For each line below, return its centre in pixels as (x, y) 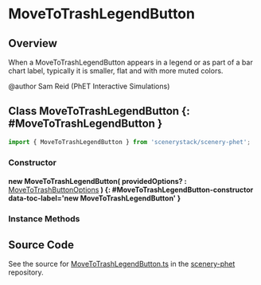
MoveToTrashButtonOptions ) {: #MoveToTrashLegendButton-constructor (131, 190)
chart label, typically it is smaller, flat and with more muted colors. (116, 71)
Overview (33, 43)
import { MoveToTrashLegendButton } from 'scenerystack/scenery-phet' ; (129, 142)
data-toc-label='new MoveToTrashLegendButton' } (95, 198)
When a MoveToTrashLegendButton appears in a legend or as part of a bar (130, 62)
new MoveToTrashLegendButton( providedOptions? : (97, 182)
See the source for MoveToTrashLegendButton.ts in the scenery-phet (122, 264)
